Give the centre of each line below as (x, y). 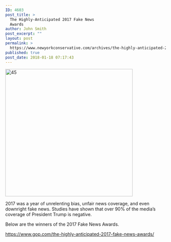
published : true (22, 52)
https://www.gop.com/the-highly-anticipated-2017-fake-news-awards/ (80, 234)
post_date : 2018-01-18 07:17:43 (39, 57)
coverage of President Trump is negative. (49, 214)
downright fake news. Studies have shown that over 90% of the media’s (81, 209)
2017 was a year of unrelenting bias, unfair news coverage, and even (77, 204)
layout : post (19, 39)
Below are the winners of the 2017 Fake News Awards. (62, 224)
